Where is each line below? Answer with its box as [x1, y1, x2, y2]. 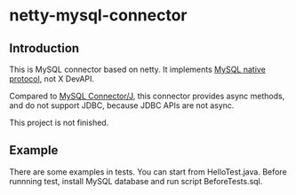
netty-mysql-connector [9, 5, 188, 26]
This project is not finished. [9, 117, 109, 128]
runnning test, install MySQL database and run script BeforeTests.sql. [9, 175, 263, 186]
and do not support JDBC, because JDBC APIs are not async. [9, 100, 235, 111]
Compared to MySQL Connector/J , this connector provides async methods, [9, 90, 285, 101]
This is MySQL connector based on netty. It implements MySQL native [9, 64, 267, 74]
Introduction [9, 41, 80, 56]
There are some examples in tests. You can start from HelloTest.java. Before [9, 166, 287, 177]
